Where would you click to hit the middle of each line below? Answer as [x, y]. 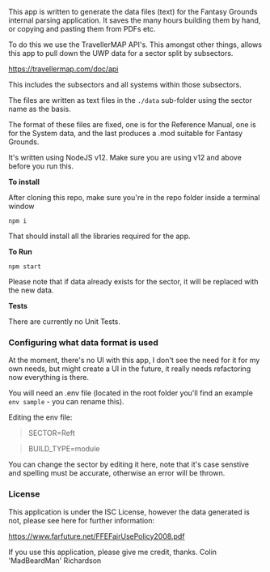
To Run [20, 252]
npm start [25, 267]
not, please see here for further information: [82, 520]
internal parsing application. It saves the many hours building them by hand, [135, 20]
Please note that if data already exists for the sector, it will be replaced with [133, 282]
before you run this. [41, 166]
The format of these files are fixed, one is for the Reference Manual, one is [132, 124]
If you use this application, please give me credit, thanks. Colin [112, 552]
